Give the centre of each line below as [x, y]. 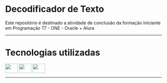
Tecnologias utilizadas [53, 53]
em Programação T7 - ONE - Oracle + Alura [50, 28]
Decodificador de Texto [55, 9]
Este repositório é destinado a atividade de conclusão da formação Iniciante [83, 23]
